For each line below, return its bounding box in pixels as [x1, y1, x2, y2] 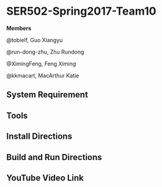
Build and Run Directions [6, 152, 102, 163]
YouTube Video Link [6, 172, 84, 183]
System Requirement [6, 90, 89, 100]
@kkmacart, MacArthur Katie [6, 71, 79, 79]
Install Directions [6, 131, 72, 142]
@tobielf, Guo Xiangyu [6, 36, 63, 43]
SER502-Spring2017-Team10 [6, 4, 156, 18]
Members [6, 24, 32, 32]
